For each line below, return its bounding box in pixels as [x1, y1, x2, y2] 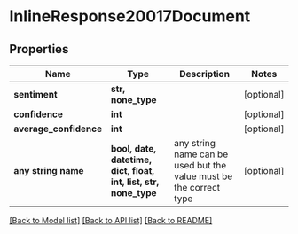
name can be [174, 148, 229, 160]
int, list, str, [110, 175, 160, 188]
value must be [174, 170, 233, 183]
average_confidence [13, 122, 103, 135]
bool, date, [110, 143, 157, 154]
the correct [174, 182, 221, 193]
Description [178, 68, 231, 80]
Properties [9, 42, 69, 57]
